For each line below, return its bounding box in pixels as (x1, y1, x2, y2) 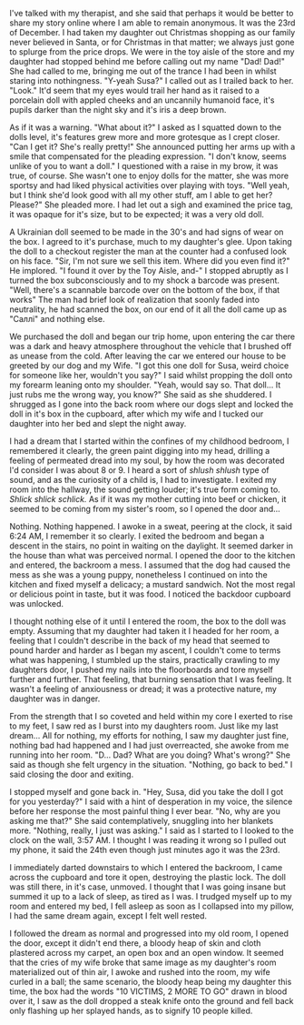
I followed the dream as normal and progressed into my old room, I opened (9, 928, 289, 939)
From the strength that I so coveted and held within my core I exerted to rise (9, 711, 293, 721)
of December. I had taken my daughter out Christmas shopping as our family (9, 27, 296, 37)
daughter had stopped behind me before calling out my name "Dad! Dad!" (9, 56, 286, 66)
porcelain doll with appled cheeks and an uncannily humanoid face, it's (9, 95, 275, 106)
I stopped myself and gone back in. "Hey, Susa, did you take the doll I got (9, 787, 284, 797)
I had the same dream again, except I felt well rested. (9, 910, 207, 921)
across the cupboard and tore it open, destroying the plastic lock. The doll (9, 872, 286, 882)
